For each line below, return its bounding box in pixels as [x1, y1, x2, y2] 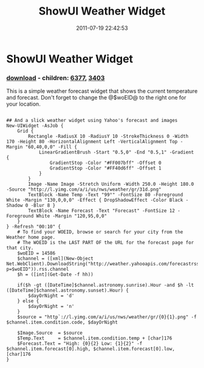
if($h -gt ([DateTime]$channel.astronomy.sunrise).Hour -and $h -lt [17, 282, 194, 288]
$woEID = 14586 [17, 250, 56, 256]
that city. [6, 245, 34, 251]
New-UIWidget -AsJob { [6, 123, 64, 129]
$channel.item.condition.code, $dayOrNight [6, 319, 118, 325]
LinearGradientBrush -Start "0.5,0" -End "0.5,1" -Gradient [38, 149, 194, 155]
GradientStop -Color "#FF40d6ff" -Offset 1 [49, 165, 162, 171]
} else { [17, 298, 39, 304]
